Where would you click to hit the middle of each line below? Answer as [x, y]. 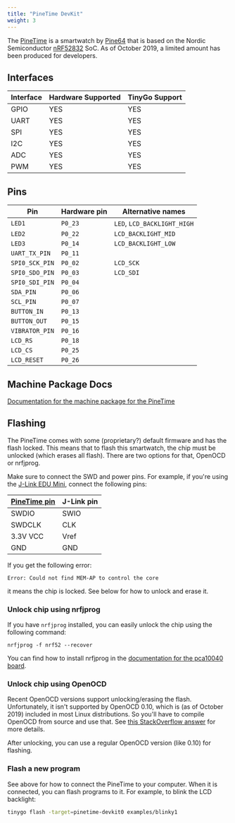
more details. [26, 729]
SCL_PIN [24, 302]
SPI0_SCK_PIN [33, 263]
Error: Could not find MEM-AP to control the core [83, 578]
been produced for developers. [52, 55]
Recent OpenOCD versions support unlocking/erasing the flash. [100, 700]
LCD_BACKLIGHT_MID [145, 234]
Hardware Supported [85, 97]
